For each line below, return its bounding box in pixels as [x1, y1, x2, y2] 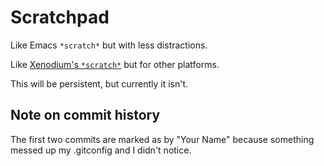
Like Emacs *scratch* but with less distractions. [10, 39, 208, 51]
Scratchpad [10, 6, 110, 29]
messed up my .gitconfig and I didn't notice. [10, 144, 192, 156]
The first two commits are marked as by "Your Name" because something [10, 133, 315, 145]
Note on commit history [10, 107, 161, 124]
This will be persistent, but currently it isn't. [10, 77, 189, 90]
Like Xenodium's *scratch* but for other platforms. [10, 58, 220, 70]
